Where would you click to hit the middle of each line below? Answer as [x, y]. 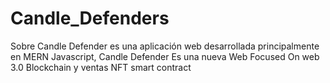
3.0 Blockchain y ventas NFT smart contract [101, 67]
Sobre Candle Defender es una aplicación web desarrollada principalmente [165, 46]
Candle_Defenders [90, 18]
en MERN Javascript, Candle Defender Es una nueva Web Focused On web [165, 56]
